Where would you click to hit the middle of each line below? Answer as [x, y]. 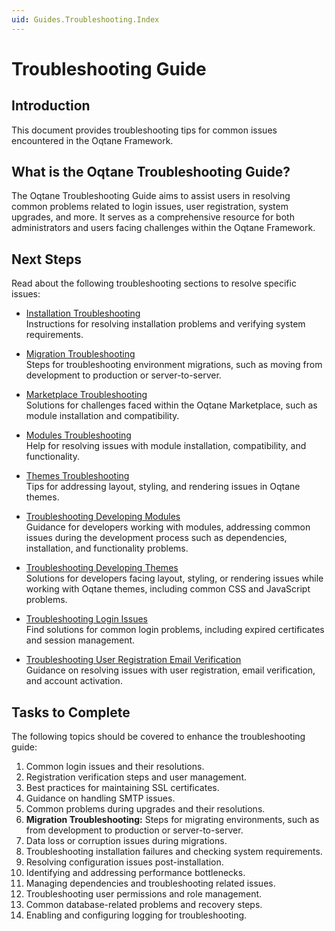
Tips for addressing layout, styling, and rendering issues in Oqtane [163, 487]
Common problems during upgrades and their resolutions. [145, 809]
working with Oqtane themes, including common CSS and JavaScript [168, 589]
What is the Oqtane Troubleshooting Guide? [151, 172]
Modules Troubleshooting [78, 435]
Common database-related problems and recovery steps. [144, 905]
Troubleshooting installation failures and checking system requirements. [174, 852]
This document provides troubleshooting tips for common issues [144, 130]
